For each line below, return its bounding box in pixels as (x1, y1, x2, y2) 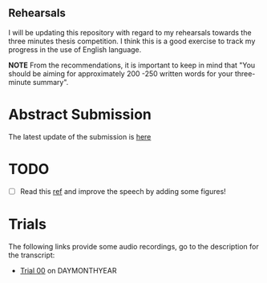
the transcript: (8, 250, 55, 260)
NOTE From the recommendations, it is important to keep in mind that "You (8, 60, 256, 70)
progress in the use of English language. (8, 44, 142, 55)
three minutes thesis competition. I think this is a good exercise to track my (8, 36, 256, 46)
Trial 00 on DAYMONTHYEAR (19, 265, 117, 275)
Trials (8, 215, 47, 233)
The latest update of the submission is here (8, 131, 152, 141)
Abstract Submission (8, 106, 152, 123)
